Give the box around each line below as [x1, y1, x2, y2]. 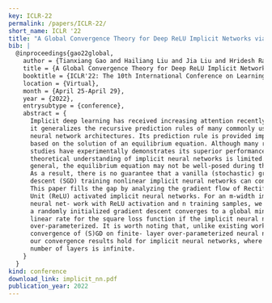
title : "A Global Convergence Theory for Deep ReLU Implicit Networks [8, 34, 252, 43]
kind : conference [8, 267, 67, 276]
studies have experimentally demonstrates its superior [29, 147, 223, 155]
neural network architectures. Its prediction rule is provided [29, 132, 252, 140]
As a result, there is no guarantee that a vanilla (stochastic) [29, 170, 255, 178]
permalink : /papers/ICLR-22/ [8, 19, 107, 27]
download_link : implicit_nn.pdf [8, 275, 117, 283]
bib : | [8, 42, 31, 50]
